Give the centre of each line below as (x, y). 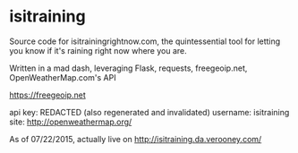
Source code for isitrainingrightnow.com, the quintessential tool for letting (145, 41)
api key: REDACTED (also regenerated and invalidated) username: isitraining (149, 112)
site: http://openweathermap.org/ (71, 122)
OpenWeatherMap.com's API (63, 77)
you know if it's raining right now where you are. (98, 50)
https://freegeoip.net (48, 95)
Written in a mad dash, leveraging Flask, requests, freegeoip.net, (128, 68)
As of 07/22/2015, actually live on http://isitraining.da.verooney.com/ (136, 139)
